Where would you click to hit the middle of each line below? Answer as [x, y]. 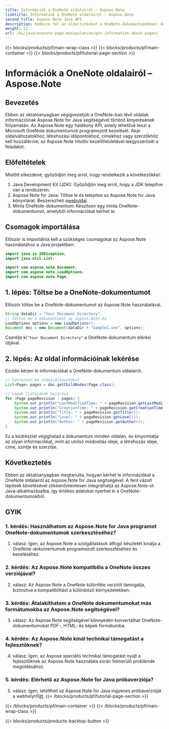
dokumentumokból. [25, 496]
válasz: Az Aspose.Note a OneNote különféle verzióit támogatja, [79, 585]
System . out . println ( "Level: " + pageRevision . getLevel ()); [77, 417]
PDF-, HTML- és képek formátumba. [88, 625]
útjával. [13, 343]
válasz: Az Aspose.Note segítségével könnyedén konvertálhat [76, 620]
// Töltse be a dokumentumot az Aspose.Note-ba [56, 318]
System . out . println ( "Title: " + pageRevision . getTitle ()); [77, 413]
